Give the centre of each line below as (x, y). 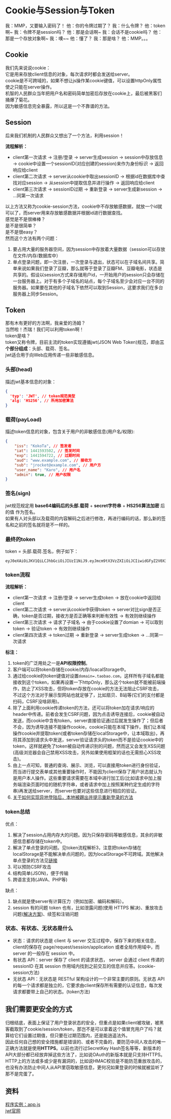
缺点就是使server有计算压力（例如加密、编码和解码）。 (69, 901)
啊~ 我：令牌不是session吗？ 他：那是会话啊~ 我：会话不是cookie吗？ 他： (84, 32)
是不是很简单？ (21, 225)
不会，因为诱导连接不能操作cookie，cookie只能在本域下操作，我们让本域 (89, 727)
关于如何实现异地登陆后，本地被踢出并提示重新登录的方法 (73, 797)
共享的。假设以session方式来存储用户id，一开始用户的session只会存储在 (89, 274)
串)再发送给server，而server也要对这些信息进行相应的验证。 (76, 791)
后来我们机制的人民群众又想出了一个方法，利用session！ (65, 135)
